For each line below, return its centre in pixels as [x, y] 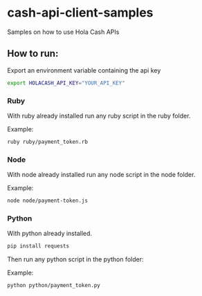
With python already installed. [49, 234]
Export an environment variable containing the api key [84, 70]
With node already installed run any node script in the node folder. [101, 175]
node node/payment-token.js [48, 201]
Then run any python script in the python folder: [75, 259]
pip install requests [38, 246]
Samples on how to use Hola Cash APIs [63, 32]
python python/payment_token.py [54, 286]
